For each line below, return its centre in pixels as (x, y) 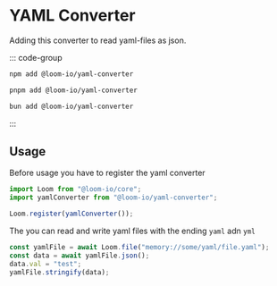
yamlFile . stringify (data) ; (59, 272)
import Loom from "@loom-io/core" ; (76, 189)
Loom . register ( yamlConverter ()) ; (71, 214)
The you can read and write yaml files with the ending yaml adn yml (133, 231)
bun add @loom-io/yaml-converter (71, 106)
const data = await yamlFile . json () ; (80, 256)
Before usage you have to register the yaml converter (107, 173)
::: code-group (36, 57)
